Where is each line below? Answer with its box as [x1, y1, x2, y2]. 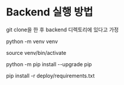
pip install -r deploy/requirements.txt [6, 72, 95, 79]
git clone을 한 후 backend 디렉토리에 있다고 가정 [6, 26, 119, 33]
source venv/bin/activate [6, 49, 67, 56]
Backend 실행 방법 [6, 5, 93, 19]
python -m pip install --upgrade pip [6, 60, 92, 68]
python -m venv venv [6, 38, 58, 45]
